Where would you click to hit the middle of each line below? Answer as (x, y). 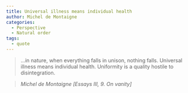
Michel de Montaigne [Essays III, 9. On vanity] (76, 84)
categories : (20, 22)
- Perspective (28, 28)
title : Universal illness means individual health (69, 11)
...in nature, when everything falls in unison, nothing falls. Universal (101, 60)
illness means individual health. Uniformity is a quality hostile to (97, 66)
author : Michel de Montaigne (42, 17)
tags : (13, 38)
